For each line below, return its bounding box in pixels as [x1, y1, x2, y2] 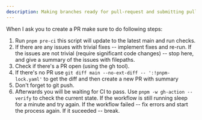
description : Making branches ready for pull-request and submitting [6, 8, 185, 15]
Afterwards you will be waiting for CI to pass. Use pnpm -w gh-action [14, 88, 185, 95]
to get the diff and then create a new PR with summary [43, 75, 179, 82]
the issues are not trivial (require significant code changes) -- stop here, [14, 49, 194, 57]
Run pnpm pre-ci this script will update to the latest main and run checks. [14, 37, 196, 44]
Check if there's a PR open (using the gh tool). [14, 62, 130, 70]
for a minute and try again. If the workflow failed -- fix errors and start [14, 100, 188, 108]
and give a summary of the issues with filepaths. [14, 56, 135, 63]
